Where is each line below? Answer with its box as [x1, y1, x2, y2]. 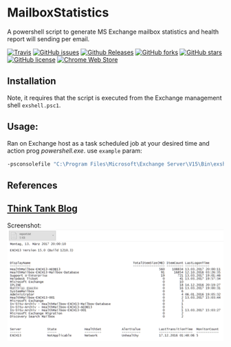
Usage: [7, 121, 39, 133]
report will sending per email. [7, 34, 90, 43]
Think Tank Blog [7, 203, 78, 214]
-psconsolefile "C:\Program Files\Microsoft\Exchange [7, 160, 165, 168]
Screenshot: [7, 221, 42, 230]
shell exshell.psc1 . [7, 101, 61, 109]
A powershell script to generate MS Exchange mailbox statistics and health [7, 27, 219, 36]
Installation [7, 76, 56, 87]
